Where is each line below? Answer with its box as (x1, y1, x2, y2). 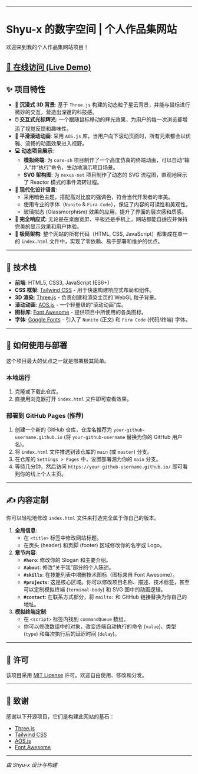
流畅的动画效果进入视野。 (25, 140, 87, 147)
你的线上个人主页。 (19, 470, 67, 477)
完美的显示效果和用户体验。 (14, 223, 82, 230)
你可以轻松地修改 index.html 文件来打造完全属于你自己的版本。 (6, 515, 160, 522)
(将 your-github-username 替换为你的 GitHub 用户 (64, 434, 183, 441)
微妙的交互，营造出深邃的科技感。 (14, 109, 98, 116)
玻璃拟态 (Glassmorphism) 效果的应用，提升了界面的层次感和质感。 (23, 208, 187, 216)
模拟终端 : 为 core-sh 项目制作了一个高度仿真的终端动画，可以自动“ (23, 157, 184, 164)
